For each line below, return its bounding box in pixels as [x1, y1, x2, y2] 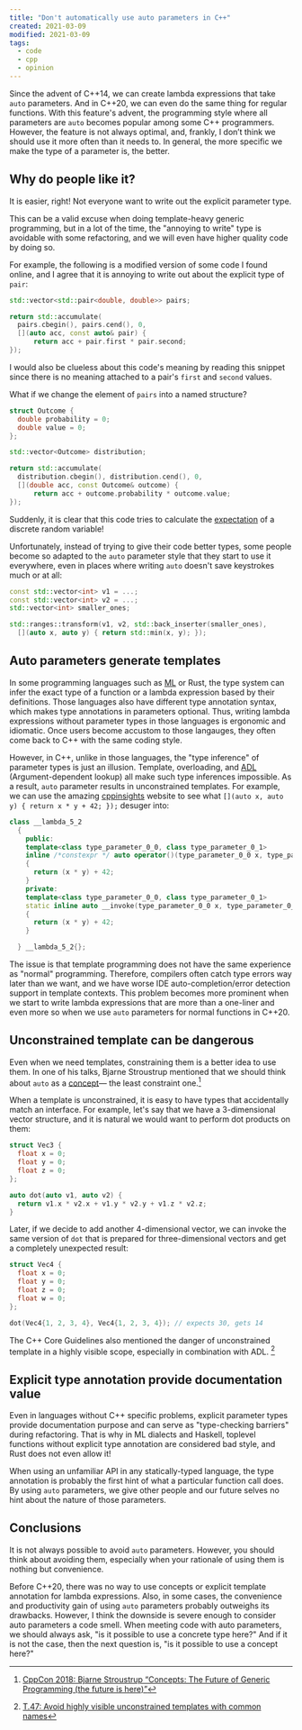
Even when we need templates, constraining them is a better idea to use [9, 1056, 277, 1068]
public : [25, 834, 54, 843]
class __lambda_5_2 [9, 817, 83, 826]
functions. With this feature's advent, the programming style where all [9, 107, 268, 118]
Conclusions [9, 1520, 82, 1536]
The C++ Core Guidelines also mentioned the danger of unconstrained [9, 1334, 271, 1345]
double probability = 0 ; [17, 414, 111, 423]
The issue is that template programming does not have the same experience [9, 959, 292, 970]
